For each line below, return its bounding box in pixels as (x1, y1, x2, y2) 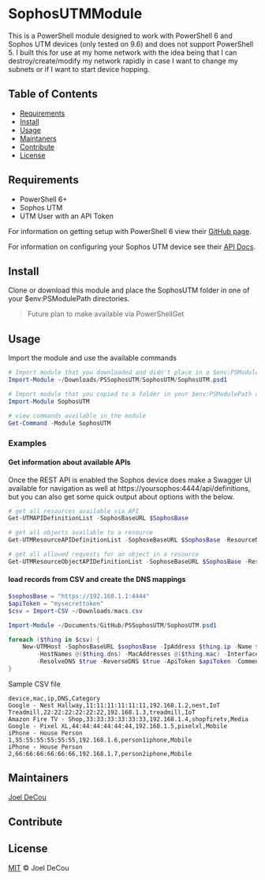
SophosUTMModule (8, 5, 143, 23)
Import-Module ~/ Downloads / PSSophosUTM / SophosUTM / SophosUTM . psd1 (8, 376, 227, 384)
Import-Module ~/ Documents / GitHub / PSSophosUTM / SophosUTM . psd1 (8, 621, 217, 629)
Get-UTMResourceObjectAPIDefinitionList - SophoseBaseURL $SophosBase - (8, 557, 248, 565)
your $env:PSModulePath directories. (8, 294, 130, 304)
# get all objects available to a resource (8, 529, 154, 537)
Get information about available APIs (8, 457, 132, 466)
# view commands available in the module (8, 412, 147, 420)
